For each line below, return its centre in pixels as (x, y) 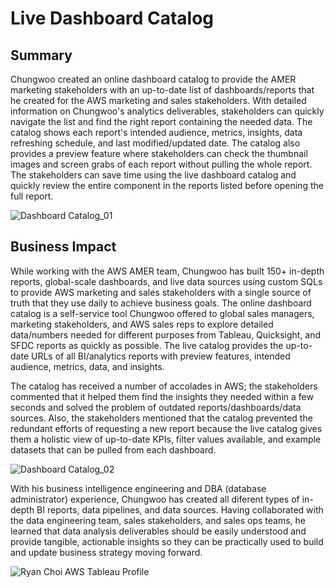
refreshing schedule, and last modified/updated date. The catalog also (155, 143)
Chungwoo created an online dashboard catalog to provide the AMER (153, 79)
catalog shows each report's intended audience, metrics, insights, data (156, 132)
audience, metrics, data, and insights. (87, 366)
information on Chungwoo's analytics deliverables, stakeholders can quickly (167, 111)
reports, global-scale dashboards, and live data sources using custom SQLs (166, 281)
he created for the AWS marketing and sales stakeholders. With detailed (158, 100)
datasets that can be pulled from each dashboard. (113, 449)
